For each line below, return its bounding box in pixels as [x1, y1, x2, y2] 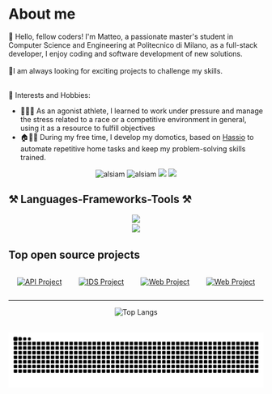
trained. [19, 152, 46, 162]
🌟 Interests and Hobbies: [8, 90, 91, 100]
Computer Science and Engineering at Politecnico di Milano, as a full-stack [8, 40, 258, 49]
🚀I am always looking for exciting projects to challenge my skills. [8, 66, 223, 75]
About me [8, 5, 76, 23]
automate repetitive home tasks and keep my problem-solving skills [19, 143, 246, 154]
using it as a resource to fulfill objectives [19, 123, 155, 133]
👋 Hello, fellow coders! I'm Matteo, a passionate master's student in [8, 32, 234, 41]
